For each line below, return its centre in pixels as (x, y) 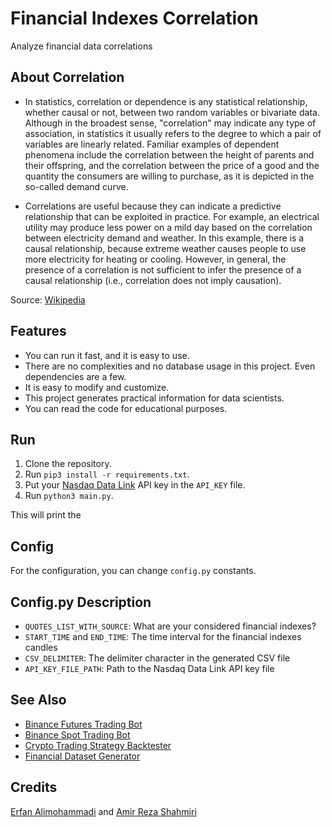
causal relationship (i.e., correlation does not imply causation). (153, 280)
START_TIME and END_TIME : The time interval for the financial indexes (163, 636)
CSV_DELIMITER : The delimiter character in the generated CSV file (157, 658)
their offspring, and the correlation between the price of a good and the (172, 165)
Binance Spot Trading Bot (77, 734)
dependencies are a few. (75, 376)
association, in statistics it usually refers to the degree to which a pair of (173, 133)
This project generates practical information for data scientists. (154, 398)
